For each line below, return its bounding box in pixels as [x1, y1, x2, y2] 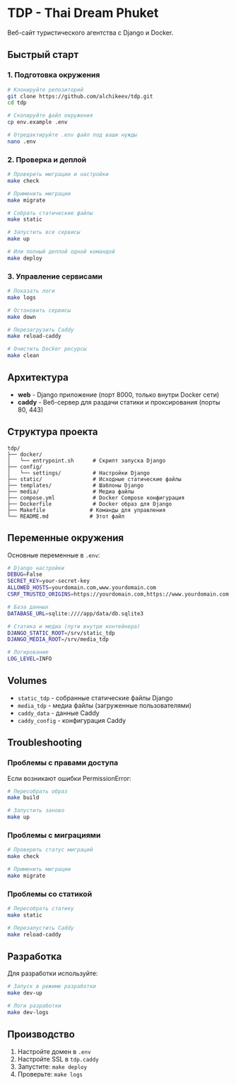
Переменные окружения [7, 532, 124, 544]
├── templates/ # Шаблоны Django [7, 482, 143, 489]
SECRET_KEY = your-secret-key [7, 578, 90, 585]
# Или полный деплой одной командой [7, 248, 115, 255]
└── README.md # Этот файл [7, 513, 125, 520]
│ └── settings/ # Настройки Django [7, 469, 151, 477]
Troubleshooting [7, 737, 83, 749]
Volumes [7, 675, 47, 687]
